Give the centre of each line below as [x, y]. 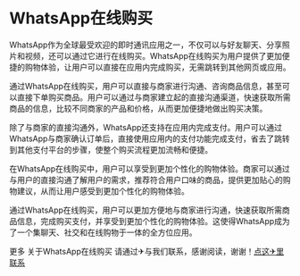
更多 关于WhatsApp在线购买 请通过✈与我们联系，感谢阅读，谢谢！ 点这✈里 [146, 251]
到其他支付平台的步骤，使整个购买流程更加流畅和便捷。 [111, 149]
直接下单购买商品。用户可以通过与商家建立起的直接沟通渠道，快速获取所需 [154, 97]
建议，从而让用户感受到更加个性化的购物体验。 [103, 191]
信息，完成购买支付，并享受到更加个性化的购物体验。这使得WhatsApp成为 [153, 221]
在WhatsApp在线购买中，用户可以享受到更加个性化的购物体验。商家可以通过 [150, 168]
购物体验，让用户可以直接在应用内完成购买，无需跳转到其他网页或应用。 [158, 67]
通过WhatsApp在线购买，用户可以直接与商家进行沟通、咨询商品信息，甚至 [146, 86]
